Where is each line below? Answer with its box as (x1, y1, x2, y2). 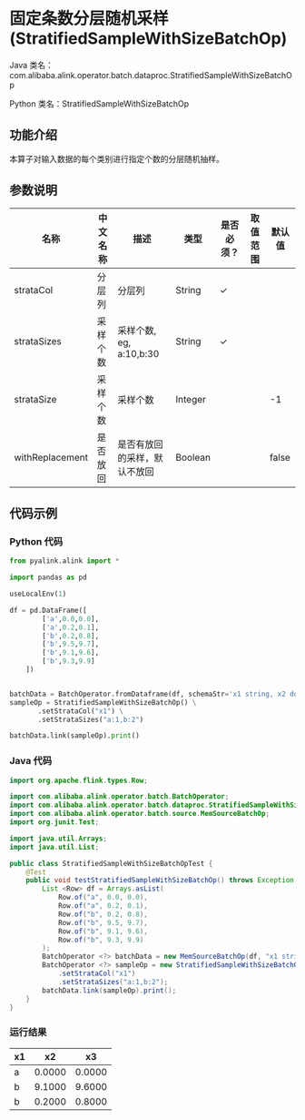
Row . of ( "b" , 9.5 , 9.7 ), (57, 918, 148, 927)
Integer (175, 392, 207, 405)
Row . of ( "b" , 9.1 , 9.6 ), (57, 926, 148, 936)
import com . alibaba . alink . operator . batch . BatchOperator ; (9, 792, 230, 801)
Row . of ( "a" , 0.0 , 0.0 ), (57, 893, 148, 902)
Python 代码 (9, 535, 64, 547)
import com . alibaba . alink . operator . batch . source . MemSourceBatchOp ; (9, 809, 271, 819)
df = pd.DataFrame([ (9, 606, 88, 615)
